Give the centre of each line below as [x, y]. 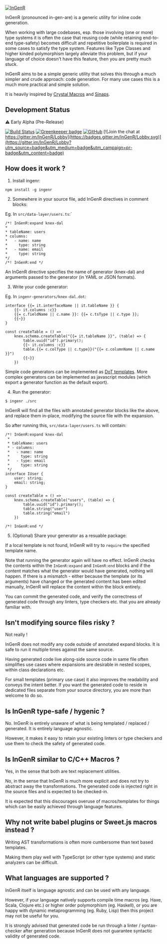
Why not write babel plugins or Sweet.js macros [81, 822]
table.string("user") [46, 509]
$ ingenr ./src [21, 401]
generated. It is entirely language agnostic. [49, 729]
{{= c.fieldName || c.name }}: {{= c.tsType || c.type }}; [77, 314]
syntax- [149, 925]
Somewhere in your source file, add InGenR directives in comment [80, 199]
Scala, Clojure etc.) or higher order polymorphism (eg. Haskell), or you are [81, 905]
